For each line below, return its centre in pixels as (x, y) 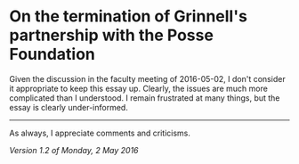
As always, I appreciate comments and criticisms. (100, 133)
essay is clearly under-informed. (69, 107)
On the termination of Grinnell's (128, 16)
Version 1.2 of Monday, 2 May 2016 (74, 150)
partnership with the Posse (111, 35)
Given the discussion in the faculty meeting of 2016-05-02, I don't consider (148, 78)
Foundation (53, 54)
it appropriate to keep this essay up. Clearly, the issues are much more (139, 88)
